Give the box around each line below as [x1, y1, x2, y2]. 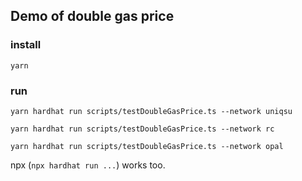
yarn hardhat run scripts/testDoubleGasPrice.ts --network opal [10, 141, 284, 151]
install [10, 38, 42, 52]
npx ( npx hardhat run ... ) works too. [10, 159, 166, 171]
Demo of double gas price [10, 8, 175, 25]
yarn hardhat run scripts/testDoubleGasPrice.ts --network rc [10, 124, 275, 134]
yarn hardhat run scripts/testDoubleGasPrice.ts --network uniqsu [10, 106, 293, 116]
